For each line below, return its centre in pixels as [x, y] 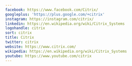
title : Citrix [20, 38]
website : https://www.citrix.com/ [41, 47]
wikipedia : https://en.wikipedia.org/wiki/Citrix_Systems [66, 51]
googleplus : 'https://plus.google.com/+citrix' [55, 14]
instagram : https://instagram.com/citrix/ [49, 19]
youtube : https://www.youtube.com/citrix [48, 56]
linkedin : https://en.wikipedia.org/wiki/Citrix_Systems [65, 24]
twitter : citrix [22, 42]
